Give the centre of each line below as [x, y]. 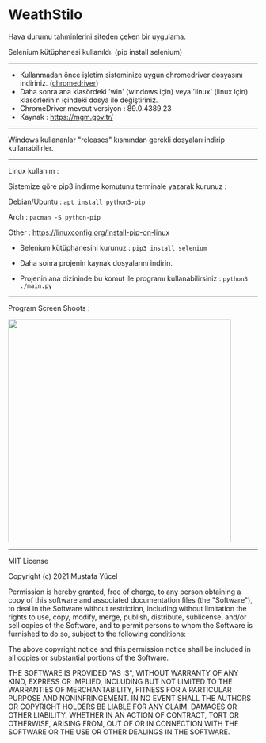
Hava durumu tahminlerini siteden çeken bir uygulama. [97, 36]
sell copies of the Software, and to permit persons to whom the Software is [131, 625]
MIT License [28, 561]
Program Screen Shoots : [49, 308]
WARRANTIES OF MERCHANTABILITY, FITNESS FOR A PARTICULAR [120, 689]
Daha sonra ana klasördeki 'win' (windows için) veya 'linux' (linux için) [134, 91]
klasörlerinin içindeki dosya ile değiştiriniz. [89, 100]
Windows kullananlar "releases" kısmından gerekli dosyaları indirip [117, 140]
